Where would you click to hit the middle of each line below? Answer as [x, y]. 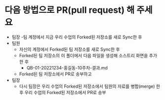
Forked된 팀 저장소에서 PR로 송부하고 [55, 74]
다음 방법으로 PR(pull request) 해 [70, 10]
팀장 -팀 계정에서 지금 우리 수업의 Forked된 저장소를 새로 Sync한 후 [77, 37]
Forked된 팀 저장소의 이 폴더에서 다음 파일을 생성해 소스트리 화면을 [83, 55]
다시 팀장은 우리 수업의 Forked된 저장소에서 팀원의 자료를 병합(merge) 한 [90, 86]
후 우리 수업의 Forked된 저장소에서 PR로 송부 [63, 92]
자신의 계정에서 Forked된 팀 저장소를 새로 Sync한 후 [69, 49]
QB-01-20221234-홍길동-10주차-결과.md [67, 67]
